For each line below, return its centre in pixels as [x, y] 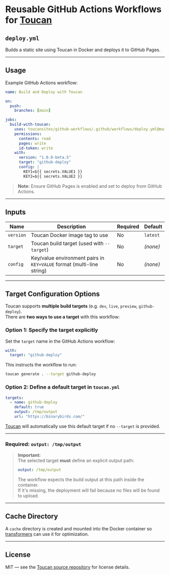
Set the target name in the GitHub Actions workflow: [60, 341]
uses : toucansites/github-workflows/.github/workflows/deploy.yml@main [91, 129]
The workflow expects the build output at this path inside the [81, 480]
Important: [29, 455]
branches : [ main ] [33, 111]
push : [16, 106]
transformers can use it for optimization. [47, 534]
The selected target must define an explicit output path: [76, 461]
